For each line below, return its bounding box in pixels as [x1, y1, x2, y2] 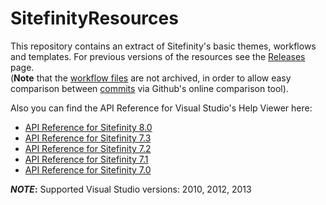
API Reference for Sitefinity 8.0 [24, 121, 153, 133]
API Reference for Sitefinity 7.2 [24, 142, 152, 154]
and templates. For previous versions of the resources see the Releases [10, 50, 306, 62]
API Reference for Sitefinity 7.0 [24, 163, 152, 176]
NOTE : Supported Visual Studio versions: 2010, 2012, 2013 [10, 183, 252, 195]
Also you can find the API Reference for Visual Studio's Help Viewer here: [10, 102, 313, 114]
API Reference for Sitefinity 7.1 [24, 153, 149, 165]
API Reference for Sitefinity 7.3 [24, 132, 152, 144]
